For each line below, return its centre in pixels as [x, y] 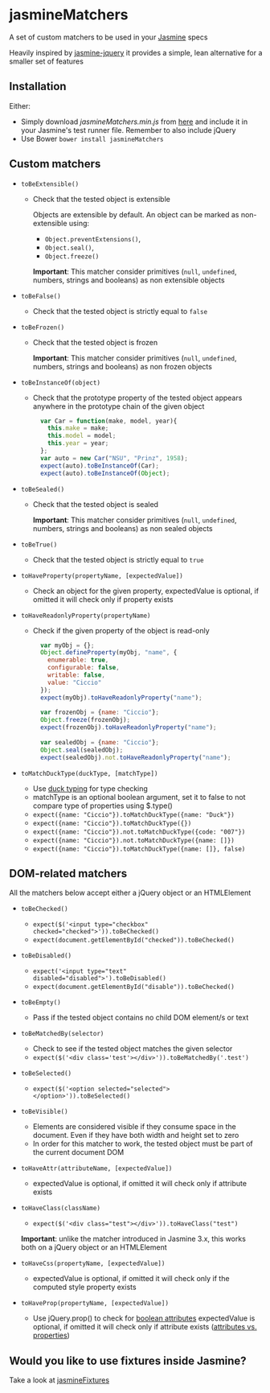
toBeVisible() [44, 1112]
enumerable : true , [78, 660]
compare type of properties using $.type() [103, 806]
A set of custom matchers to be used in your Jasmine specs [108, 37]
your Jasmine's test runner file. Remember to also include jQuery [128, 130]
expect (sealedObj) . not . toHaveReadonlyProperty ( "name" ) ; [135, 757]
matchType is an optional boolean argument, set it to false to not [139, 797]
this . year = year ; [78, 443]
